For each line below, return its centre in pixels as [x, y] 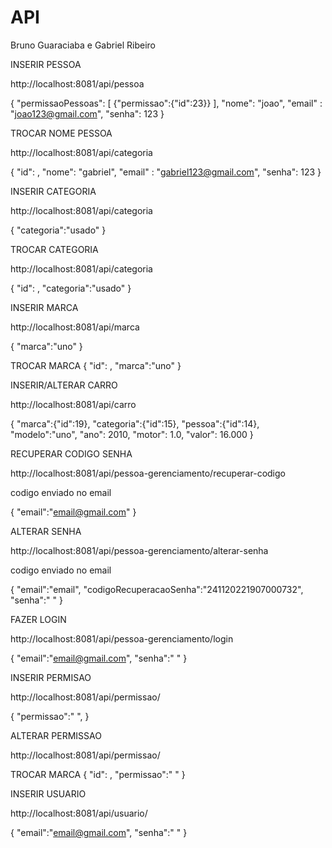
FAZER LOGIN [38, 619]
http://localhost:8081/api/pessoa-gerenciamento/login [122, 638]
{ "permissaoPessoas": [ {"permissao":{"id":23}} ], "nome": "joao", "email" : [166, 103]
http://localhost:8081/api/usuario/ [79, 813]
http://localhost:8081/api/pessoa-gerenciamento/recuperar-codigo [148, 473]
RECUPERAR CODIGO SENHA [71, 453]
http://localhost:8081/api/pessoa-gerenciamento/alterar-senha [139, 550]
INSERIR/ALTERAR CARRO [64, 385]
